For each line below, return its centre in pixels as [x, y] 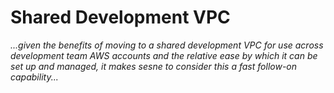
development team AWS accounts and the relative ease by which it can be [164, 55]
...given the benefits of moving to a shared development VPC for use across [167, 45]
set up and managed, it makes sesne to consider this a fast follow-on [154, 66]
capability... [34, 77]
